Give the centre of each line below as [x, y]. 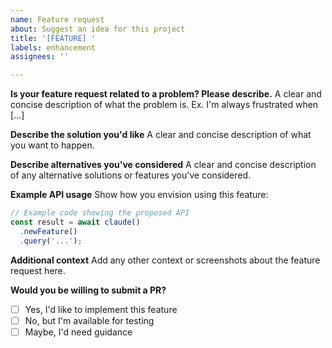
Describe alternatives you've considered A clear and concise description [163, 165]
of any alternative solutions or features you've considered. [131, 175]
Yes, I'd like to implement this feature [101, 309]
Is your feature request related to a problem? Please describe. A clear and [166, 94]
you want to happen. [52, 145]
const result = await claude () [75, 222]
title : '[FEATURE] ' [53, 38]
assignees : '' [40, 57]
